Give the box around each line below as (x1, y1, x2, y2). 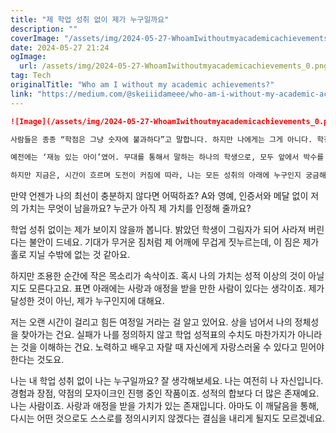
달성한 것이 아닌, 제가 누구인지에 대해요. (10, 295, 165, 307)
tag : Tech (10, 71, 52, 81)
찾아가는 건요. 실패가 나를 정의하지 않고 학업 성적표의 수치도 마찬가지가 (20, 329, 296, 341)
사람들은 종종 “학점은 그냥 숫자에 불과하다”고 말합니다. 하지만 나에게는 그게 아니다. (10, 134, 313, 145)
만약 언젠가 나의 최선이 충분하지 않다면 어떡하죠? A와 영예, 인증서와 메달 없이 (10, 190, 309, 202)
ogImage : (10, 52, 47, 62)
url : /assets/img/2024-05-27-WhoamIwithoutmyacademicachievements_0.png (19, 61, 329, 71)
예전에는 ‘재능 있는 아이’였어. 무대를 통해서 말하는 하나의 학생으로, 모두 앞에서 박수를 (10, 152, 325, 163)
